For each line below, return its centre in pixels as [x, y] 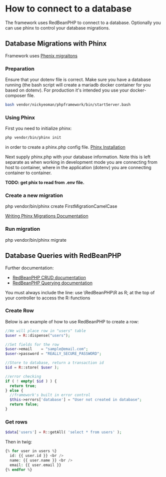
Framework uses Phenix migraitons [41, 56]
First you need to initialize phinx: [38, 129]
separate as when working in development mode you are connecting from [81, 162]
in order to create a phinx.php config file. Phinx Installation [65, 147]
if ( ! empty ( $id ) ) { [31, 381]
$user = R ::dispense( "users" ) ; [38, 335]
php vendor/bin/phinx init [33, 138]
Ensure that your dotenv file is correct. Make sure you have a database [78, 80]
